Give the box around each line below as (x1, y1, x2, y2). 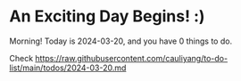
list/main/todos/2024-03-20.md (9, 62, 127, 73)
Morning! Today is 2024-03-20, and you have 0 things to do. (9, 36, 233, 46)
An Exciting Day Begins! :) (9, 6, 205, 27)
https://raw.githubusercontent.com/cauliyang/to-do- (35, 53, 229, 63)
